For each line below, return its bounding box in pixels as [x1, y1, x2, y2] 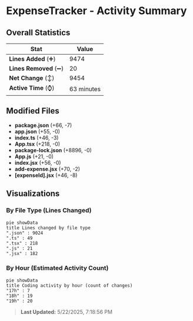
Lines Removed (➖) [9, 65, 64, 72]
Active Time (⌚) [9, 84, 55, 92]
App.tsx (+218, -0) [14, 140, 61, 148]
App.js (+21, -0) [14, 153, 54, 160]
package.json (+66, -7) [14, 122, 72, 129]
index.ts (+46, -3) [14, 134, 59, 141]
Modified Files [6, 106, 60, 116]
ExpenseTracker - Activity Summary [6, 4, 187, 18]
